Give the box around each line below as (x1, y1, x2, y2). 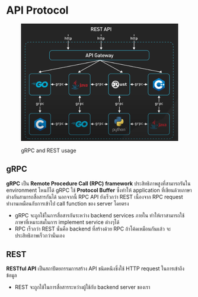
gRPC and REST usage (21, 147, 76, 154)
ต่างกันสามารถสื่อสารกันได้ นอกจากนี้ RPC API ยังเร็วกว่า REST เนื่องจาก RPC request (6, 193, 183, 200)
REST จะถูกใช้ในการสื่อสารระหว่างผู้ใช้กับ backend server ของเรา (14, 283, 151, 291)
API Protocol (6, 4, 69, 17)
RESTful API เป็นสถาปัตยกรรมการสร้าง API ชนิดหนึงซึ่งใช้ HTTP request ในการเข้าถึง (6, 265, 185, 272)
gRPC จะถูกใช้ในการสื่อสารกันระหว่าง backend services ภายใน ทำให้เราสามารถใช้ (14, 211, 185, 219)
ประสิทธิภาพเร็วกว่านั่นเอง (14, 232, 65, 239)
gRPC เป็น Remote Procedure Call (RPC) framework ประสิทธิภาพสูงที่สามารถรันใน (6, 179, 191, 187)
